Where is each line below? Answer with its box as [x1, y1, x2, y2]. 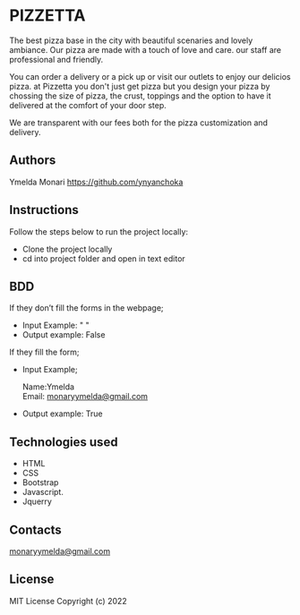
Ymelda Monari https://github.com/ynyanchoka [9, 176, 184, 187]
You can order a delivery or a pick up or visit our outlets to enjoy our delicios [9, 71, 291, 81]
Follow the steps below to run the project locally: [9, 226, 189, 237]
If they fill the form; [9, 346, 80, 358]
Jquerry [21, 496, 52, 507]
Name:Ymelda [21, 381, 74, 392]
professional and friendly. [9, 54, 104, 64]
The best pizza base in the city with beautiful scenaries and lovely [9, 35, 253, 46]
